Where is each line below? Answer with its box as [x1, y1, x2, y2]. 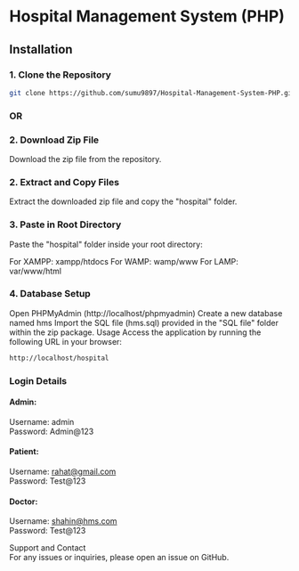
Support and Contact [9, 542, 86, 553]
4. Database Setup [9, 288, 91, 300]
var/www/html [9, 265, 62, 276]
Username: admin [9, 416, 75, 427]
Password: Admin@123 [9, 426, 94, 436]
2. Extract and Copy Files [9, 175, 120, 188]
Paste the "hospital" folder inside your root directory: [9, 239, 203, 249]
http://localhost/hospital [9, 354, 109, 363]
